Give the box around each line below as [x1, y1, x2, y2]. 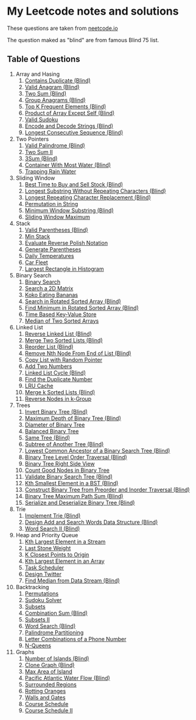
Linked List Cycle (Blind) [24, 369, 86, 377]
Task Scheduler [24, 564, 65, 571]
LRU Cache [24, 382, 54, 389]
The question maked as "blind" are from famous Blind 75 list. [7, 36, 159, 43]
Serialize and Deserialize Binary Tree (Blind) [24, 499, 135, 506]
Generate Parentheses [24, 246, 82, 253]
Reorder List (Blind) [24, 343, 74, 350]
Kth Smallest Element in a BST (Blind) [24, 479, 119, 487]
